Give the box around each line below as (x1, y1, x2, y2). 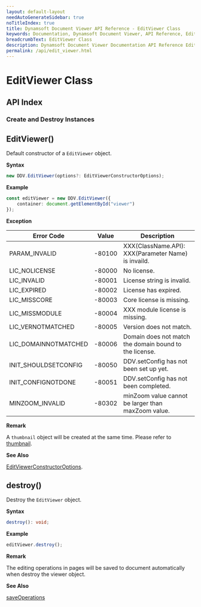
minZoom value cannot (123, 391, 188, 400)
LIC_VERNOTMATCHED (9, 322, 75, 331)
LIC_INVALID (9, 276, 45, 285)
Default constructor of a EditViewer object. (6, 150, 112, 157)
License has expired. (123, 286, 181, 294)
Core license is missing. (123, 295, 190, 304)
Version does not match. (123, 322, 192, 331)
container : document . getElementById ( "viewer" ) (17, 201, 135, 207)
